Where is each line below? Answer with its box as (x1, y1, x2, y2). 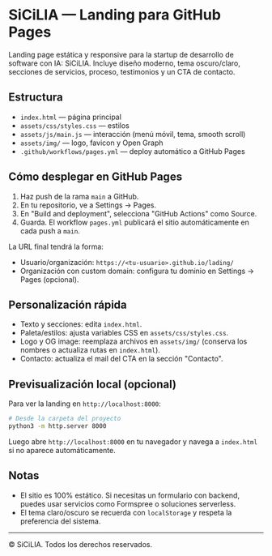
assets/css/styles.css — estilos (19, 120, 130, 130)
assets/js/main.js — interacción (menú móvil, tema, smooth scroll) (19, 129, 246, 139)
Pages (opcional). (19, 274, 79, 284)
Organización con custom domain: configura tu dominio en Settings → (19, 266, 255, 276)
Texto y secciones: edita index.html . (19, 319, 142, 329)
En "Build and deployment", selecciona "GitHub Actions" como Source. (19, 208, 257, 218)
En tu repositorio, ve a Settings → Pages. (19, 200, 156, 210)
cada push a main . (19, 225, 81, 236)
